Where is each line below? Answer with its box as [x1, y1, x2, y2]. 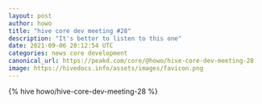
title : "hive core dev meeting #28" [8, 27, 131, 35]
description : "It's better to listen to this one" [8, 34, 182, 43]
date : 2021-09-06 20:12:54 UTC [8, 42, 114, 50]
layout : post [8, 11, 52, 20]
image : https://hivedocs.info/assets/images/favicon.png [8, 64, 204, 73]
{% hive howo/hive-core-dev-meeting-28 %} [8, 86, 159, 96]
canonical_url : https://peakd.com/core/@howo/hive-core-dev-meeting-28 [8, 57, 254, 65]
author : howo [8, 19, 52, 27]
